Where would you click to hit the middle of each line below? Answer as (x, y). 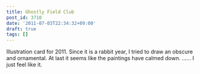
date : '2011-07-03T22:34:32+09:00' (51, 23)
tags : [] (17, 35)
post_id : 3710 (24, 18)
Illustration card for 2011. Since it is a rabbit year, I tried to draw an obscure (100, 52)
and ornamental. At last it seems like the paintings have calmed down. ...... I (100, 58)
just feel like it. (24, 65)
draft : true (21, 29)
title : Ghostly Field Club (40, 12)
